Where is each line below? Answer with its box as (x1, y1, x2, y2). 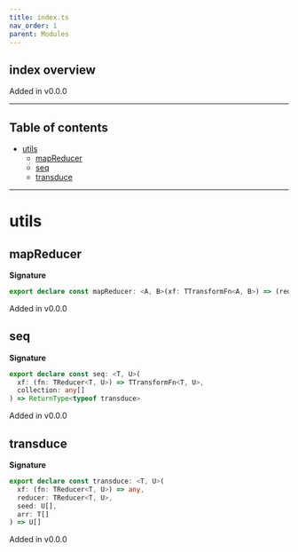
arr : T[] (17, 509, 50, 519)
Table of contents (9, 120, 108, 135)
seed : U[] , (17, 501, 58, 510)
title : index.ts (9, 12, 69, 22)
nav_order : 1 (9, 21, 58, 30)
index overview (9, 62, 96, 77)
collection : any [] (17, 386, 86, 395)
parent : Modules (9, 29, 69, 38)
